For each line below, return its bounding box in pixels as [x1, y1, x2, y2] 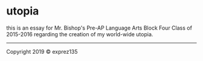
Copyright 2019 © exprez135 [6, 48, 78, 55]
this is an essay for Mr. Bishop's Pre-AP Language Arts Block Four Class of [6, 24, 192, 31]
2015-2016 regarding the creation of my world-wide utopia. [6, 30, 153, 37]
